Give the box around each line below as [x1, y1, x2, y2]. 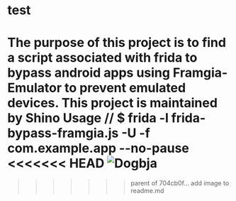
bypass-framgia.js [7, 125, 119, 141]
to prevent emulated [64, 80, 186, 96]
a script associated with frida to [7, 50, 198, 66]
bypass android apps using [7, 65, 170, 81]
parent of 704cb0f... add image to [130, 179, 230, 188]
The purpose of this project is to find [7, 35, 227, 51]
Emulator [7, 80, 62, 96]
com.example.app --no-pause [7, 141, 189, 156]
